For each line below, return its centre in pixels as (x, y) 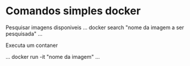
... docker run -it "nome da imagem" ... (53, 56)
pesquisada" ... (24, 33)
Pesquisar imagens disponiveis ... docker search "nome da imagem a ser (95, 27)
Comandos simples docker (73, 11)
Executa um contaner (32, 45)
